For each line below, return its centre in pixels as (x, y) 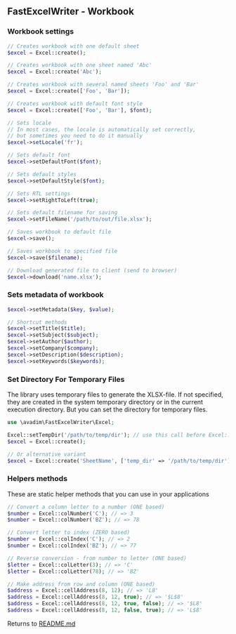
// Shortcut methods (38, 322)
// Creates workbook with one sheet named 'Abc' (80, 65)
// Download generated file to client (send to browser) (92, 270)
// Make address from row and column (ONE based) (81, 584)
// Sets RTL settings (39, 193)
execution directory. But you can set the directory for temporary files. (107, 409)
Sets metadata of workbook (55, 295)
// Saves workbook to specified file (63, 251)
